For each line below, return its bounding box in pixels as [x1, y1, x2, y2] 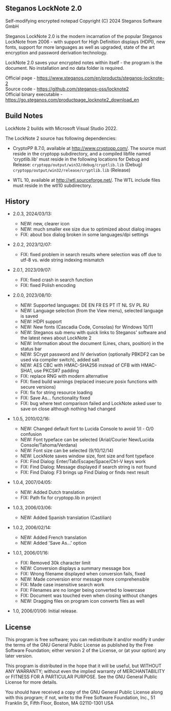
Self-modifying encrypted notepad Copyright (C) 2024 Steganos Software [5, 17, 162, 24]
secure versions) [20, 384, 56, 390]
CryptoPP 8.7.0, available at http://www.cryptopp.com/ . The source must [12, 145, 166, 151]
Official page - [5, 74, 36, 81]
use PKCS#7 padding [34, 368, 79, 374]
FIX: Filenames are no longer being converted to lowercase [20, 587, 145, 593]
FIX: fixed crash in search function [20, 277, 93, 283]
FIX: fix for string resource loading [20, 390, 93, 396]
